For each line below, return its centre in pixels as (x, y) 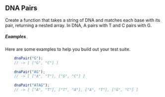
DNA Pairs (21, 8)
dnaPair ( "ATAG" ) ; (32, 85)
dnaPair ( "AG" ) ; (30, 72)
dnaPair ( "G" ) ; (28, 58)
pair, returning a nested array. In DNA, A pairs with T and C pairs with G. (79, 25)
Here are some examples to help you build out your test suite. (68, 49)
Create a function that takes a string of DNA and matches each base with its (83, 20)
